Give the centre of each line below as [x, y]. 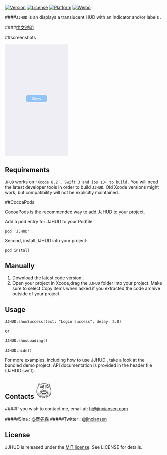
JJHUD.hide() [19, 351]
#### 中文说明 [19, 28]
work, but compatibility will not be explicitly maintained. [62, 193]
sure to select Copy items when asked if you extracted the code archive [86, 289]
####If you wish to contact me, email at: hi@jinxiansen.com [67, 409]
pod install [17, 251]
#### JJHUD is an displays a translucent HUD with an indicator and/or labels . [83, 17]
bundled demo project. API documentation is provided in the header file [79, 365]
